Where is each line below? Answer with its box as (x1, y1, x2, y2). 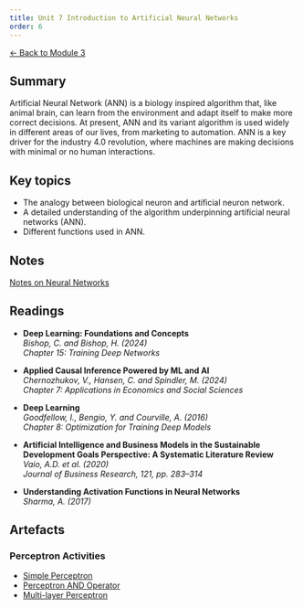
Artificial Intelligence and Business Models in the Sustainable (22, 439, 261, 450)
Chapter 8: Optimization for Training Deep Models (22, 422, 212, 433)
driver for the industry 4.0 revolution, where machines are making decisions (9, 136, 295, 147)
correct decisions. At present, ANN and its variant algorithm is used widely (9, 117, 290, 128)
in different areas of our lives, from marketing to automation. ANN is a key (9, 127, 287, 138)
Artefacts (9, 522, 66, 538)
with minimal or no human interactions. (9, 146, 155, 157)
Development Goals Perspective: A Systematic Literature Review (22, 449, 274, 460)
